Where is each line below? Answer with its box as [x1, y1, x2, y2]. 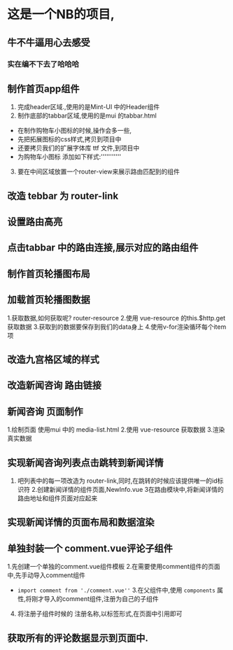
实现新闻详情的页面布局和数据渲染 [7, 516, 155, 528]
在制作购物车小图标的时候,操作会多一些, [17, 127, 132, 135]
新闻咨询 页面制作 [7, 405, 83, 417]
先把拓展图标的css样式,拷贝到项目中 [17, 135, 122, 143]
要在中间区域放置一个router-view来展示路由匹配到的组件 [17, 167, 180, 176]
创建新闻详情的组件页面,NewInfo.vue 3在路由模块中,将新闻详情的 [37, 486, 224, 494]
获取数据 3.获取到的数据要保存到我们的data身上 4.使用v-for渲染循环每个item [7, 323, 227, 331]
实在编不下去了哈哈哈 [7, 59, 79, 69]
